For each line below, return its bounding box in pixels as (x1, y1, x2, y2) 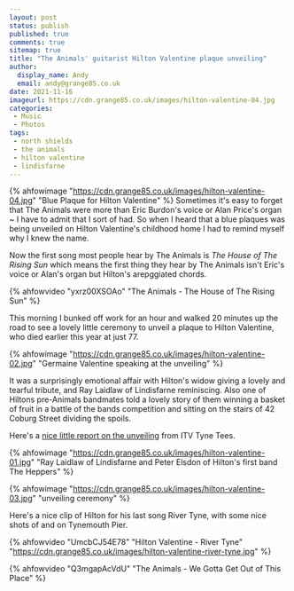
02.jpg (9, 359, 33, 369)
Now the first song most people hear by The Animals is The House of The (9, 250, 277, 261)
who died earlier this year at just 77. (9, 332, 139, 343)
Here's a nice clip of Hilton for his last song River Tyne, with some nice (9, 510, 267, 521)
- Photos (12, 121, 46, 130)
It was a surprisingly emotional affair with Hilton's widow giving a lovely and (9, 375, 286, 386)
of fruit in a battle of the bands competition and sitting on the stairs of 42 (9, 404, 275, 414)
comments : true (9, 37, 66, 47)
